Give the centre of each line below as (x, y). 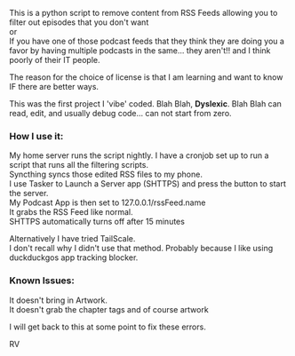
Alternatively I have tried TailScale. (72, 239)
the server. (29, 194)
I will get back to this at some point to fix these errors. (108, 327)
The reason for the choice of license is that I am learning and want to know (146, 77)
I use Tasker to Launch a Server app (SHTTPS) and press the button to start (147, 184)
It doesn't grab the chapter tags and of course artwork (109, 309)
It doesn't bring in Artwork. (59, 300)
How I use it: (36, 136)
